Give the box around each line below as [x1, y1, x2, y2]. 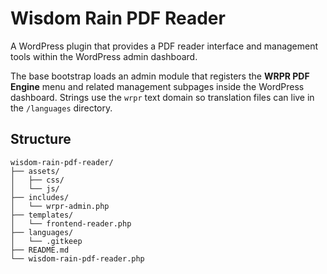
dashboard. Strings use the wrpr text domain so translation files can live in [10, 91, 315, 103]
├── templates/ [10, 210, 74, 220]
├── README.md [10, 245, 70, 255]
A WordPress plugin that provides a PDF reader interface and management [10, 40, 319, 52]
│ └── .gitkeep [10, 236, 83, 246]
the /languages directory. [10, 102, 113, 114]
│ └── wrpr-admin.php [10, 201, 110, 211]
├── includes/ [10, 192, 70, 202]
